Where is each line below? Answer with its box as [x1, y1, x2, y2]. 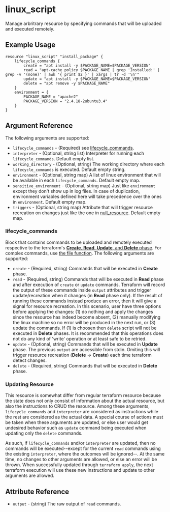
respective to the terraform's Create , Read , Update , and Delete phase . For [5, 244, 161, 250]
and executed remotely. [5, 25, 55, 32]
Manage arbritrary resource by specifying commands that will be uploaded [5, 20, 162, 26]
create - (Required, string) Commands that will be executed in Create [12, 265, 158, 271]
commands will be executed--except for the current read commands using [5, 445, 161, 451]
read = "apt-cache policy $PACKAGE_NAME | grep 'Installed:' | [23, 67, 160, 72]
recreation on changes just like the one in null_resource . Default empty [12, 210, 161, 216]
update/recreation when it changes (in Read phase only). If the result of [12, 292, 162, 298]
